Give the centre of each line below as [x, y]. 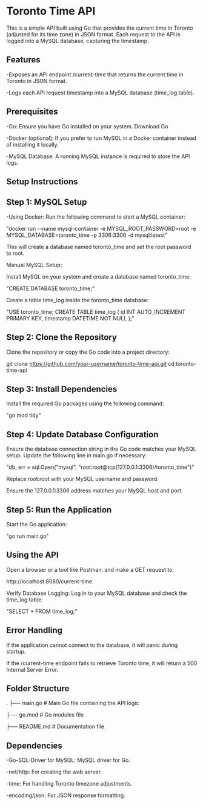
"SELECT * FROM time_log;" [42, 611]
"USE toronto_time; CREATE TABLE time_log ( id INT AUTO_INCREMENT [96, 312]
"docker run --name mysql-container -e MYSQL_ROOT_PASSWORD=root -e [101, 228]
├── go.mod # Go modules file [45, 715]
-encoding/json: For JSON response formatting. [66, 795]
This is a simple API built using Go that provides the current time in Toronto [100, 28]
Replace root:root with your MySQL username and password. [82, 479]
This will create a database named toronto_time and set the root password [99, 247]
